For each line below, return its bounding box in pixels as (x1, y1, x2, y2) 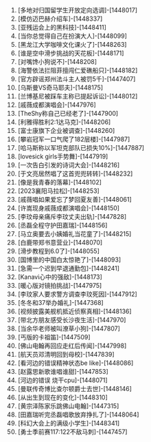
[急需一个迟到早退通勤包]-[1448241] (17, 264, 119, 272)
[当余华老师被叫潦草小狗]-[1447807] (17, 324, 121, 333)
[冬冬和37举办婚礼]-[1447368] (17, 299, 104, 306)
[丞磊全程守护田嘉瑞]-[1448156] (17, 221, 108, 229)
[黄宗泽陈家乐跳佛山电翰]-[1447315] (17, 402, 119, 410)
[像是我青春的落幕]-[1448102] (17, 178, 102, 186)
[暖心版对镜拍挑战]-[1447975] (17, 282, 102, 289)
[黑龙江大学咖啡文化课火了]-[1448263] (17, 41, 127, 48)
